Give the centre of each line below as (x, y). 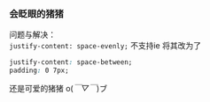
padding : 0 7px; (39, 71)
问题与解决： (32, 35)
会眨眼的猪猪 (37, 13)
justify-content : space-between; (71, 62)
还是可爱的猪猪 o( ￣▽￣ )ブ (58, 89)
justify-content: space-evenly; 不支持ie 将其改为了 (105, 46)
